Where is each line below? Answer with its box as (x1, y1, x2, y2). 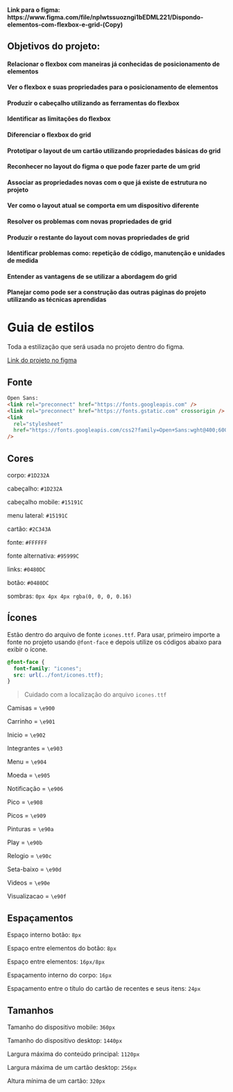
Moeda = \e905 (7, 771, 51, 780)
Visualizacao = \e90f (7, 892, 67, 901)
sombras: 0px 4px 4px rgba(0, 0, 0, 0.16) (7, 592, 132, 600)
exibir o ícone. (7, 645, 48, 654)
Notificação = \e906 (7, 785, 64, 793)
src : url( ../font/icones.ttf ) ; (13, 672, 104, 679)
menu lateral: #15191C (7, 511, 68, 520)
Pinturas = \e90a (7, 825, 54, 833)
